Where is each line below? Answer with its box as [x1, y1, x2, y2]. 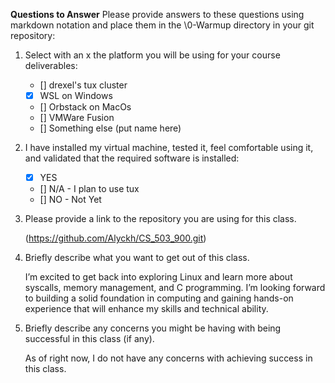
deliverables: [24, 60, 78, 71]
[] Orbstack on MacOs [39, 101, 132, 113]
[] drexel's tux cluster [39, 79, 128, 91]
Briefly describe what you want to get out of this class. [24, 252, 250, 264]
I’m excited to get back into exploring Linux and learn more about [24, 271, 293, 283]
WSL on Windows [39, 90, 113, 101]
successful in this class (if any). [24, 333, 155, 345]
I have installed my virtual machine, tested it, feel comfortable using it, [24, 142, 314, 154]
